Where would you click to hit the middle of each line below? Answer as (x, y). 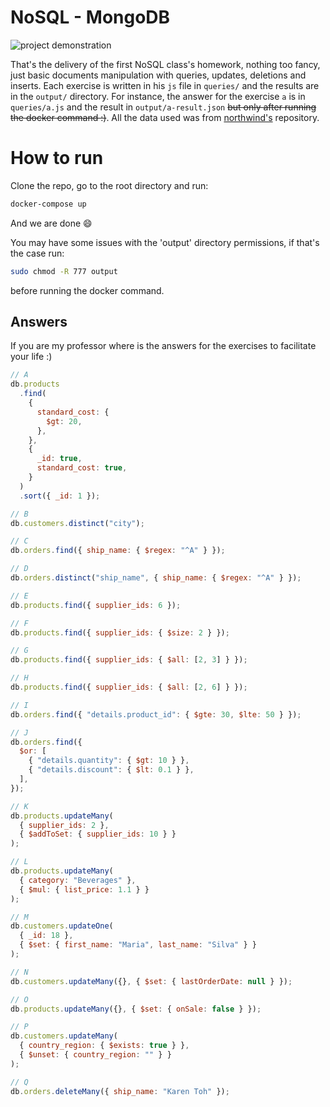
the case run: (37, 253)
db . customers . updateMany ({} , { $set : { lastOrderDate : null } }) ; (151, 981)
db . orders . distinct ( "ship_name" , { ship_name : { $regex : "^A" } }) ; (156, 578)
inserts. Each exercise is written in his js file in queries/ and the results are (165, 85)
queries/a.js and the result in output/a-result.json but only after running (163, 107)
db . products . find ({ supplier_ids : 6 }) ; (96, 605)
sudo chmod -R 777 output (64, 271)
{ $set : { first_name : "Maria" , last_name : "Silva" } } (138, 945)
